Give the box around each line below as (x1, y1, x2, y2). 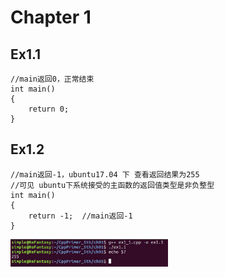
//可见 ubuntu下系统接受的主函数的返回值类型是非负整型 (10, 180, 215, 190)
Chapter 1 (10, 6, 92, 29)
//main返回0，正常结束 (10, 74, 95, 84)
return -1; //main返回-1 (28, 211, 133, 221)
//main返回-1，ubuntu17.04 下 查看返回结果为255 (10, 169, 200, 180)
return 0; (28, 104, 70, 114)
